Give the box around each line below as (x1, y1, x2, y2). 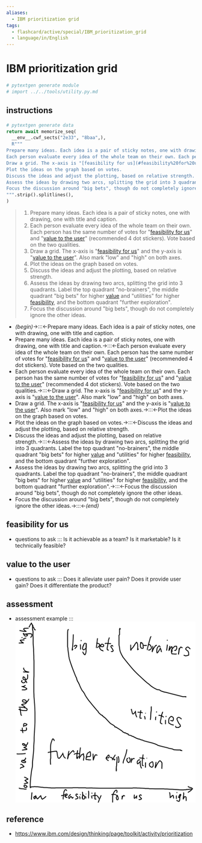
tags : (6, 22, 20, 28)
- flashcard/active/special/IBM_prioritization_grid (11, 29, 147, 35)
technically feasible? (14, 542, 66, 549)
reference (6, 814, 44, 824)
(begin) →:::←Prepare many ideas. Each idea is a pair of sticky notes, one (14, 323, 196, 330)
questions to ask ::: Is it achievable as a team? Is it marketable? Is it (14, 536, 181, 543)
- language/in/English (11, 35, 69, 42)
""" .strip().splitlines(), (6, 192, 74, 198)
